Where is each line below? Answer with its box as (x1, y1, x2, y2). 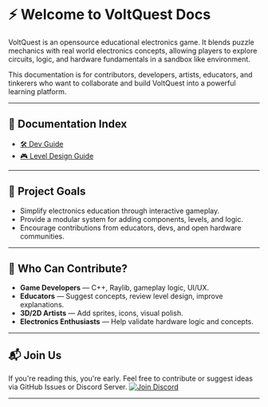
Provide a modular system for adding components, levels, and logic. (19, 214, 243, 223)
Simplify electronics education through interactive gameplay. (19, 206, 220, 215)
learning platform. (8, 86, 67, 96)
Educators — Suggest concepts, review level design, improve (19, 291, 223, 301)
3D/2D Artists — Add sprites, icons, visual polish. (19, 308, 183, 318)
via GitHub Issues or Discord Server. (8, 382, 128, 392)
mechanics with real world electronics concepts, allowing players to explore (8, 45, 258, 55)
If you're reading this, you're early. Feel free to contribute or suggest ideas (8, 373, 254, 383)
